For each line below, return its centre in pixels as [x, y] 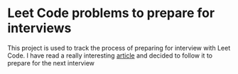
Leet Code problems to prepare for [111, 13]
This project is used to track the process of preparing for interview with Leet [119, 48]
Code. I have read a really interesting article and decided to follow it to [110, 55]
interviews [39, 28]
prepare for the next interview [51, 63]
